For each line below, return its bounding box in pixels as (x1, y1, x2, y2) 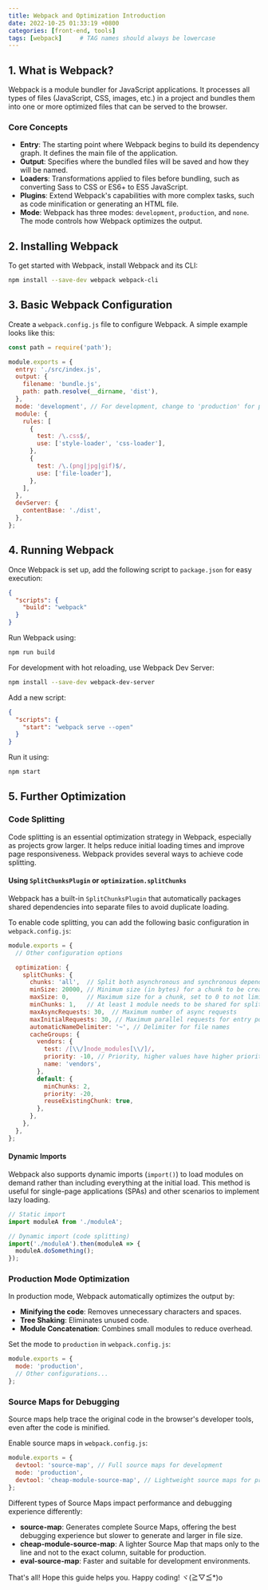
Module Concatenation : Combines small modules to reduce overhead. (19, 1324, 253, 1333)
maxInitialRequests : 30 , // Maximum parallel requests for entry (29, 1015, 251, 1023)
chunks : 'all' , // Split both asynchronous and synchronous (29, 978, 238, 986)
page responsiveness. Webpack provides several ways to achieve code (8, 849, 243, 859)
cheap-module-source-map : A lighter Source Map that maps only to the (19, 1539, 260, 1548)
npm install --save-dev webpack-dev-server (8, 678, 156, 686)
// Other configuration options (15, 949, 124, 957)
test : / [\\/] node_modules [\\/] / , (43, 1045, 156, 1054)
